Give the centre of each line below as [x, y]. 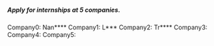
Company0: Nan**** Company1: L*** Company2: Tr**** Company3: [107, 27]
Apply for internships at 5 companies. [64, 10]
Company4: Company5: [42, 34]
